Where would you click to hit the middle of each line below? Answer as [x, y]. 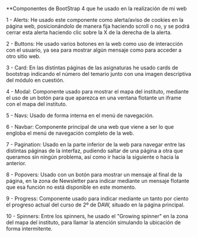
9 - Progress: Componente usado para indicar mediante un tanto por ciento [97, 198]
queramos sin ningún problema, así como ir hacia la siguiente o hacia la [93, 157]
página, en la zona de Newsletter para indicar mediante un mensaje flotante [98, 181]
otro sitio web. [24, 56]
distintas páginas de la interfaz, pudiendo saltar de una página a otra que [95, 151]
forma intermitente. [29, 228]
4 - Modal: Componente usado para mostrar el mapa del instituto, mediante [98, 91]
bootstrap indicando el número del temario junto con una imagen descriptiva [99, 74]
